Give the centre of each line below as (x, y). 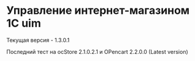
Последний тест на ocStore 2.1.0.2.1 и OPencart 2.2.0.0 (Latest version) (97, 51)
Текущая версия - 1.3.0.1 (38, 40)
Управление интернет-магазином (98, 11)
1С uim (24, 23)
